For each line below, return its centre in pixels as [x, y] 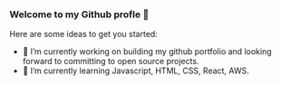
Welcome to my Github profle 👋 [79, 14]
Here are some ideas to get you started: [84, 34]
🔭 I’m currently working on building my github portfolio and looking [147, 52]
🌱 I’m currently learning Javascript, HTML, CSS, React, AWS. [136, 71]
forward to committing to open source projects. [111, 61]
